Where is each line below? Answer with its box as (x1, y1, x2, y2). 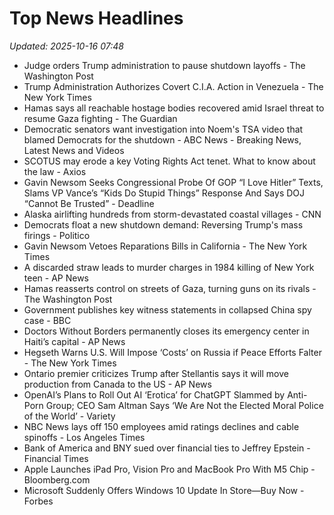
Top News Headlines (9, 7, 184, 30)
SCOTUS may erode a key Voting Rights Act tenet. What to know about (23, 155, 316, 167)
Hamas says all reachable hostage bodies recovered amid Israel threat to (23, 102, 325, 114)
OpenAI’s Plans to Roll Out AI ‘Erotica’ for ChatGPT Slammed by (23, 388, 286, 401)
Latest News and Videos (23, 144, 125, 156)
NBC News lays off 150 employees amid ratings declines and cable (23, 420, 300, 432)
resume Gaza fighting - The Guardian (23, 112, 178, 124)
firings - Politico (23, 229, 91, 241)
